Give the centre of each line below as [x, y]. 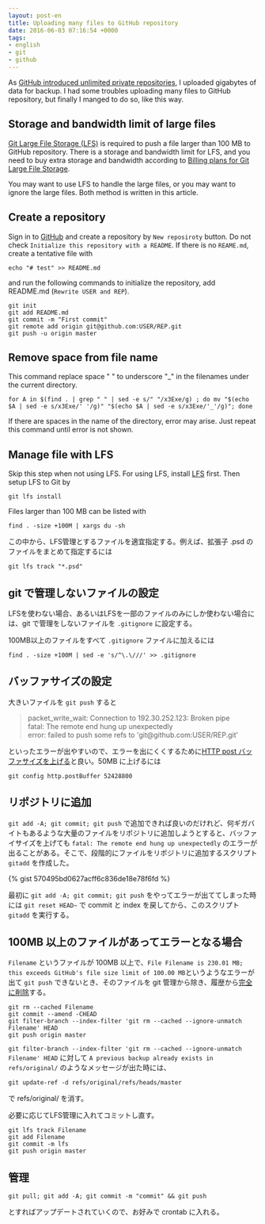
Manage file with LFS [61, 454]
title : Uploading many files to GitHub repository [93, 23]
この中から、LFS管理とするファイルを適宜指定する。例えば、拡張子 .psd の [131, 542]
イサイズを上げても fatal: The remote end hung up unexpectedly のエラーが [133, 842]
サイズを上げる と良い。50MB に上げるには [91, 761]
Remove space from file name [83, 357]
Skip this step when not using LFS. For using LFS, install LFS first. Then [124, 474]
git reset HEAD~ [50, 905]
